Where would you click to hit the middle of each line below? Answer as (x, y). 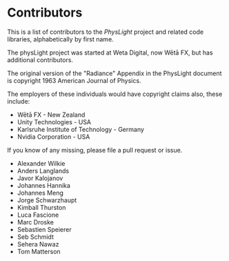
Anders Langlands (43, 171)
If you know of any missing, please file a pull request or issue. (95, 150)
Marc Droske (35, 222)
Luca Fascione (38, 215)
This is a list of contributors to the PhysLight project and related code (106, 32)
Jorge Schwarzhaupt (47, 200)
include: (19, 101)
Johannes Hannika (44, 185)
